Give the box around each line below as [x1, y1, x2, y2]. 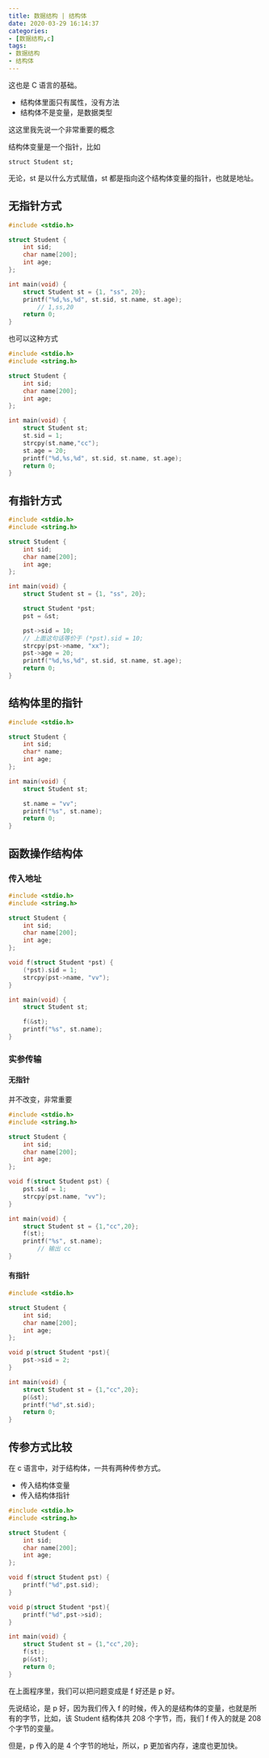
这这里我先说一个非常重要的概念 [8, 125, 115, 134]
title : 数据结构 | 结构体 [8, 11, 87, 20]
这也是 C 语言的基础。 [8, 80, 82, 90]
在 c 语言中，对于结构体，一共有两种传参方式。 [8, 1464, 166, 1473]
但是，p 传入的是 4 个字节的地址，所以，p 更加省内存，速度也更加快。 [8, 1740, 242, 1750]
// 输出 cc [37, 1245, 72, 1253]
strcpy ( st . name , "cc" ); [23, 438, 99, 447]
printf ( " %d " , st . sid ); [23, 1400, 95, 1409]
